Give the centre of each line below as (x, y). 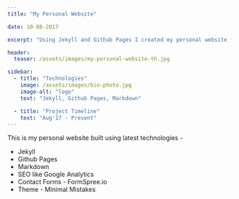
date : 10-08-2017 (33, 27)
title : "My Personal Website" (52, 14)
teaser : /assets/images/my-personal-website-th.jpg (92, 59)
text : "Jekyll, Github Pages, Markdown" (81, 98)
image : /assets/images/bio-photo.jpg (76, 85)
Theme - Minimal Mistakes (57, 190)
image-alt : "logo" (47, 92)
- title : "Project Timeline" (57, 111)
